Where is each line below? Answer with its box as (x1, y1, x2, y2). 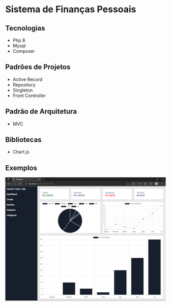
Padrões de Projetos (5, 63, 71, 72)
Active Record (12, 76, 43, 82)
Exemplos (5, 164, 37, 172)
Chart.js (12, 149, 30, 155)
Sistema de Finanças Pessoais (5, 4, 136, 15)
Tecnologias (5, 24, 45, 33)
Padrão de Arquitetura (5, 107, 77, 116)
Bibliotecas (5, 136, 42, 144)
